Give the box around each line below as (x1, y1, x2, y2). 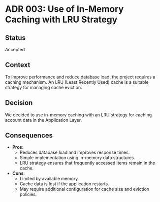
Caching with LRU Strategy (5, 14, 118, 25)
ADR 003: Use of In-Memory (5, 3, 124, 15)
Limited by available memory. (19, 176, 79, 182)
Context (5, 61, 31, 69)
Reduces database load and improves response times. (19, 149, 130, 156)
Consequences (5, 132, 53, 140)
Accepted (5, 47, 25, 52)
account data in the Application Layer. (5, 117, 82, 123)
